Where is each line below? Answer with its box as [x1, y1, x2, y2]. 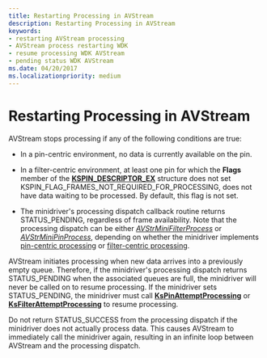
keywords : [8, 27, 42, 35]
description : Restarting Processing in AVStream [8, 19, 176, 27]
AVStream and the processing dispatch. [8, 340, 141, 350]
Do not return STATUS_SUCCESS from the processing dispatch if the [8, 314, 238, 324]
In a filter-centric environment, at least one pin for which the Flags [19, 165, 241, 175]
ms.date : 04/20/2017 [8, 65, 78, 73]
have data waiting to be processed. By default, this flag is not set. [19, 191, 239, 200]
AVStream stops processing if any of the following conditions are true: [8, 133, 242, 143]
